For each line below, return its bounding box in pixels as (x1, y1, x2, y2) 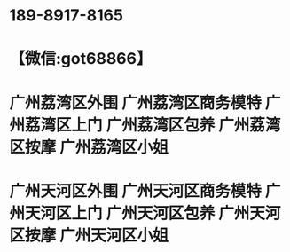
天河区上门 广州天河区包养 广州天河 (25, 203, 281, 223)
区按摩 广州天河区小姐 (9, 225, 169, 245)
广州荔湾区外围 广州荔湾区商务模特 (9, 92, 262, 113)
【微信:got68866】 (9, 49, 153, 69)
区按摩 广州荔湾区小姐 (9, 137, 169, 157)
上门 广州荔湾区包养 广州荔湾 (71, 114, 281, 135)
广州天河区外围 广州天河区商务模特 (9, 181, 262, 201)
